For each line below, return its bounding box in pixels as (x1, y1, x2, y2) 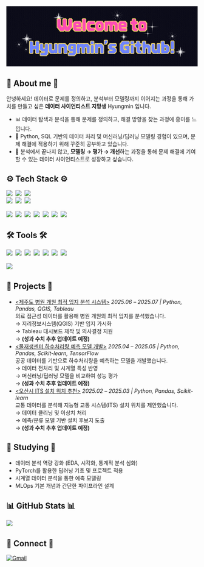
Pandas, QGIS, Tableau (15, 305, 74, 312)
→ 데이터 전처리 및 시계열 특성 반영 (15, 364, 98, 372)
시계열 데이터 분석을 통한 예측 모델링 (15, 474, 101, 482)
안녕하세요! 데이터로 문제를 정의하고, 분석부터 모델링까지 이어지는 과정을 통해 (6, 95, 188, 102)
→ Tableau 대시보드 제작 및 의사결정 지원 (15, 327, 114, 334)
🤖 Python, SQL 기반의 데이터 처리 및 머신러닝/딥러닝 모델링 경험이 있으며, (15, 133, 189, 140)
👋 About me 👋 (6, 78, 59, 88)
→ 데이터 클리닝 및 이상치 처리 (15, 409, 87, 416)
